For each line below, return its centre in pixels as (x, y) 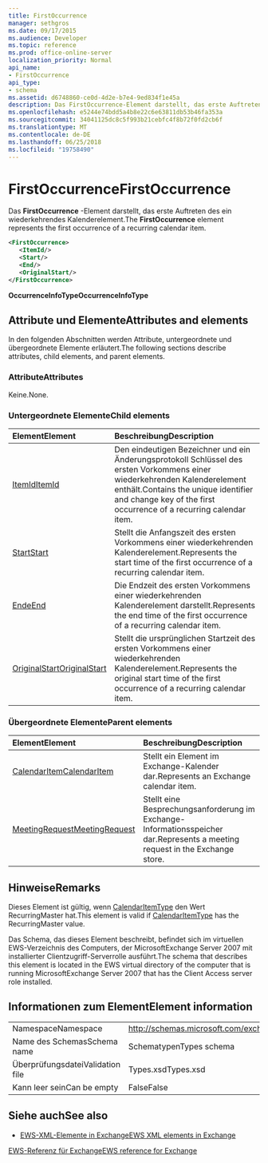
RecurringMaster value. (47, 924)
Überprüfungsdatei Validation (67, 1064)
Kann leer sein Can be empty (65, 1087)
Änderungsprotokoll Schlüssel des (179, 459)
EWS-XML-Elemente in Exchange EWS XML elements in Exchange (128, 1135)
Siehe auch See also (58, 1116)
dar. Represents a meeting (191, 839)
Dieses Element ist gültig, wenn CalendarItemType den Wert (107, 907)
